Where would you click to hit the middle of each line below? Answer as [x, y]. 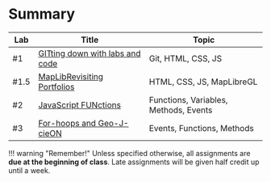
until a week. [29, 170]
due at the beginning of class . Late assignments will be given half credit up [134, 162]
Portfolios [56, 87]
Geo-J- [113, 123]
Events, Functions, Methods [201, 128]
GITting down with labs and [90, 53]
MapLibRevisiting [71, 76]
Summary [42, 14]
